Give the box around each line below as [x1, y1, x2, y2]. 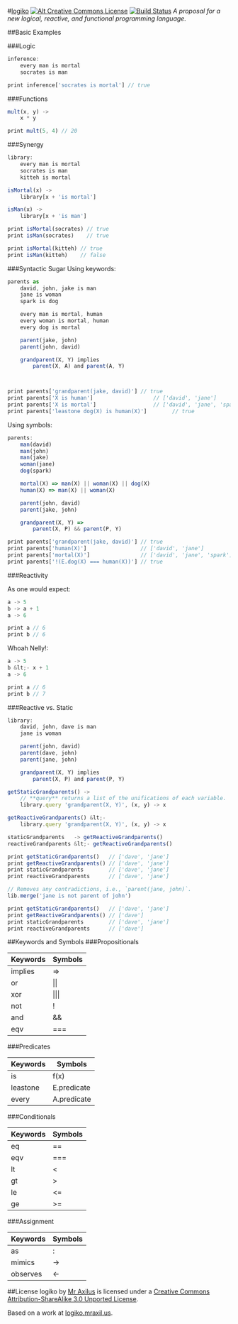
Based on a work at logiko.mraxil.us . [7, 1308, 113, 1317]
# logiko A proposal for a [7, 7, 221, 15]
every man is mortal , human [20, 311, 103, 318]
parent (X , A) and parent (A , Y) [33, 363, 125, 370]
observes [11, 1269, 42, 1279]
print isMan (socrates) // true [7, 232, 110, 239]
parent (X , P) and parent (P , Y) [33, 775, 125, 782]
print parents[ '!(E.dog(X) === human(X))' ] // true [7, 558, 163, 565]
